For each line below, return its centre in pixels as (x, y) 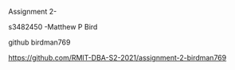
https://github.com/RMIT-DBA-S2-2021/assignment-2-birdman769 (117, 58)
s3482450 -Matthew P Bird (53, 27)
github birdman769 (39, 42)
